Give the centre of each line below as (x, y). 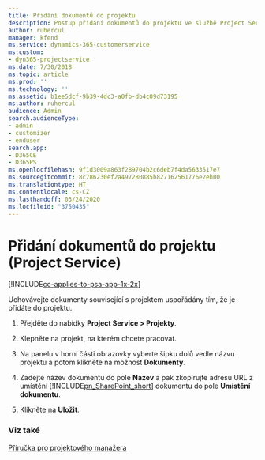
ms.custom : (26, 52)
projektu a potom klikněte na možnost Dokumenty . (102, 362)
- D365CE (22, 155)
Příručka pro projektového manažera (67, 447)
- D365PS (22, 163)
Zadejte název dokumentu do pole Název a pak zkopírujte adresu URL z (136, 378)
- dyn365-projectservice (49, 60)
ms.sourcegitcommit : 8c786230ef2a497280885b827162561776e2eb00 (114, 177)
